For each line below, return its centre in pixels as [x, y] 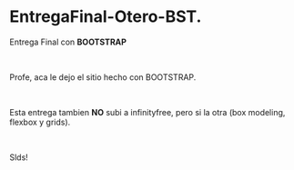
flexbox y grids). [40, 122]
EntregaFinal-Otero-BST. [106, 17]
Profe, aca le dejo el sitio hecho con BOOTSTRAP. [103, 77]
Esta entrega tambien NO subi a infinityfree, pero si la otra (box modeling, [147, 112]
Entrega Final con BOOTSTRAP [68, 42]
